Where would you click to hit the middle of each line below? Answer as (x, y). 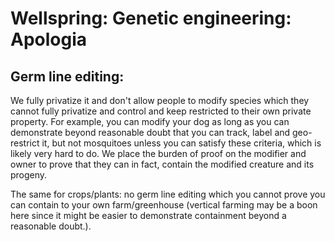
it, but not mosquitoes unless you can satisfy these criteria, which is (181, 143)
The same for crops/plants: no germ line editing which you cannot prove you (168, 194)
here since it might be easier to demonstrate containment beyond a (148, 215)
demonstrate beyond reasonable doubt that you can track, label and (150, 132)
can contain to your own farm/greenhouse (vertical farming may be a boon (164, 205)
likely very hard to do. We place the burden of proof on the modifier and (158, 153)
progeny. (29, 175)
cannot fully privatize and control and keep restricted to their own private (161, 111)
